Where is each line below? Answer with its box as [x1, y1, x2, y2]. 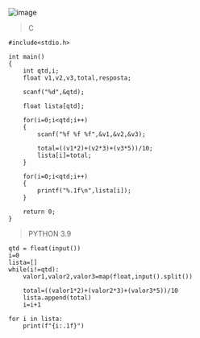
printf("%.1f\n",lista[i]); [37, 187, 131, 195]
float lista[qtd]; [23, 102, 85, 110]
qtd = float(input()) [8, 245, 81, 253]
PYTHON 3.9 [27, 229, 72, 238]
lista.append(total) [23, 294, 92, 302]
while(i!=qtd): [8, 266, 60, 274]
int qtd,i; [23, 67, 60, 75]
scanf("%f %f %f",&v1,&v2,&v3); [37, 130, 147, 138]
